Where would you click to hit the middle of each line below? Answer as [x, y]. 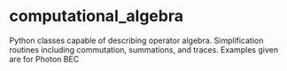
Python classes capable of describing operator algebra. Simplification [136, 40]
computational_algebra [97, 16]
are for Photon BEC [44, 59]
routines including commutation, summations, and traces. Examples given [144, 49]
